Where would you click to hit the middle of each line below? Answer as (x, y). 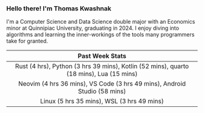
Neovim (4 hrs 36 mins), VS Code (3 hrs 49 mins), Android (102, 84)
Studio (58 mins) (102, 91)
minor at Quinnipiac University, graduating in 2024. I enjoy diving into (93, 28)
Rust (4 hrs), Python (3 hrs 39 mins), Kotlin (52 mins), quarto (102, 66)
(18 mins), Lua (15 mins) (102, 74)
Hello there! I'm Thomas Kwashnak (59, 9)
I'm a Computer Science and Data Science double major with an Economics (101, 22)
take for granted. (27, 41)
